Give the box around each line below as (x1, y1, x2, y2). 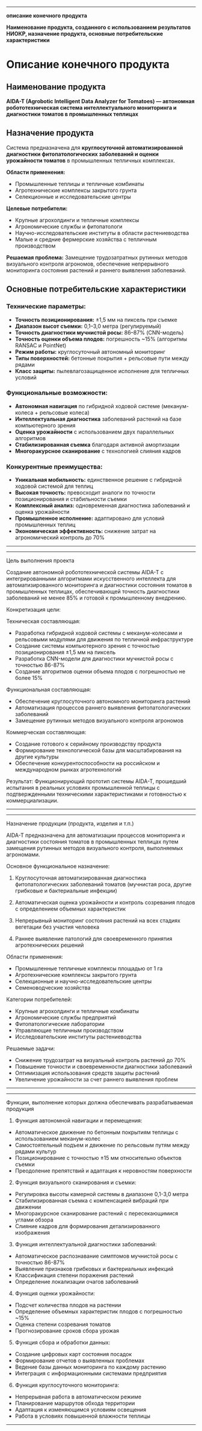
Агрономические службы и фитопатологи (14, 223, 123, 230)
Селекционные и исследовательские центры (14, 193, 131, 200)
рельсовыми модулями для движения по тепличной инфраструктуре (14, 636, 194, 643)
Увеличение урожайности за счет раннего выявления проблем (14, 1076, 179, 1083)
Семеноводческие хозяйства (14, 984, 91, 991)
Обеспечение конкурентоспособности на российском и (14, 760, 161, 767)
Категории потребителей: (6, 996, 72, 1003)
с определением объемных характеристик (14, 905, 126, 912)
